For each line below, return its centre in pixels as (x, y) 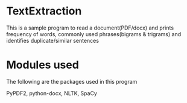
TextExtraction (44, 11)
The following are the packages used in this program (72, 81)
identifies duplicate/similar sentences (53, 40)
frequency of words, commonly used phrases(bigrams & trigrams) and (94, 34)
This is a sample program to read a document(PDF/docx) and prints (90, 28)
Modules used (43, 65)
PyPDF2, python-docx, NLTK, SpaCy (52, 93)
